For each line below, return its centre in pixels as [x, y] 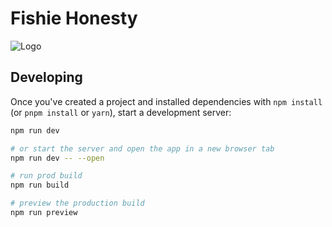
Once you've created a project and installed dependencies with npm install [166, 101]
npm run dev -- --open [57, 158]
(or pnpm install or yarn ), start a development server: [121, 112]
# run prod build [46, 176]
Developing [46, 77]
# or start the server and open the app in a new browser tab [142, 148]
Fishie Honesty [74, 18]
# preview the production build [77, 203]
